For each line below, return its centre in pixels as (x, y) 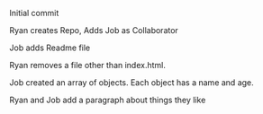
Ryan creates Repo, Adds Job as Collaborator (94, 30)
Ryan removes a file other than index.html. (88, 65)
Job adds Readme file (50, 48)
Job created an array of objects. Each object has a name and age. (131, 83)
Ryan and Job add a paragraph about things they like (108, 100)
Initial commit (34, 13)
